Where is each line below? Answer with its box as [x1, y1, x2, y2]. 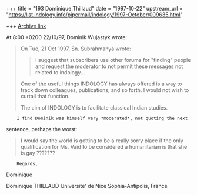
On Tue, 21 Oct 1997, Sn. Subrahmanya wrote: [20, 45, 131, 52]
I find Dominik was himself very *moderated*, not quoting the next [16, 115, 188, 121]
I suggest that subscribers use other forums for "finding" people [35, 57, 191, 63]
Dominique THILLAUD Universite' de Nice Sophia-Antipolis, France [6, 183, 168, 189]
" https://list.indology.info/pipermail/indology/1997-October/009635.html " [6, 11, 183, 18]
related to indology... [35, 69, 85, 76]
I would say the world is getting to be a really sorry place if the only [20, 137, 183, 144]
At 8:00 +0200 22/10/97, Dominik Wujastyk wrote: [6, 34, 128, 40]
